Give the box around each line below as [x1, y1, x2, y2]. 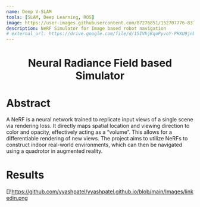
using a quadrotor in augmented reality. [6, 148, 103, 155]
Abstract [6, 96, 51, 110]
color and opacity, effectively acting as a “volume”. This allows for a [6, 128, 173, 136]
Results [6, 168, 45, 182]
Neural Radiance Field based [27, 57, 173, 70]
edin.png [6, 195, 28, 202]
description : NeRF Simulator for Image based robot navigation [6, 25, 167, 32]
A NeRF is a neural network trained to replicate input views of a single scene [6, 116, 193, 123]
